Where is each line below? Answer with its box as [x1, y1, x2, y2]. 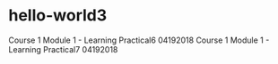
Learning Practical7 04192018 [8, 44, 118, 54]
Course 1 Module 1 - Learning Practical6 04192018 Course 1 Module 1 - [8, 35, 270, 45]
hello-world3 [8, 5, 108, 26]
